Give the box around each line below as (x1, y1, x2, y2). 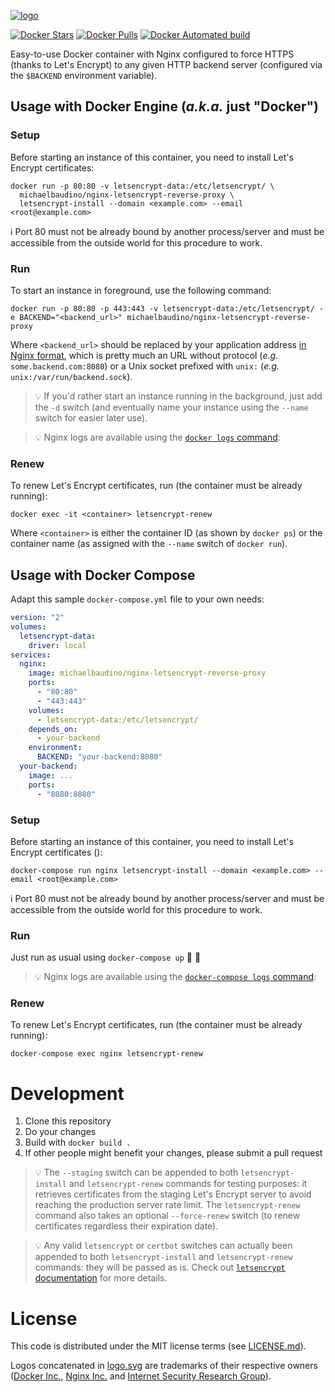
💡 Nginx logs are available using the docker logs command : (34, 431, 281, 443)
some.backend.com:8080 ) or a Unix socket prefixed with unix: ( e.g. (10, 360, 280, 372)
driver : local (28, 640, 87, 650)
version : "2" (10, 613, 65, 623)
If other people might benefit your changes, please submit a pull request (24, 1147, 323, 1159)
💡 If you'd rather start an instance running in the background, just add (34, 390, 323, 402)
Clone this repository (24, 1115, 112, 1127)
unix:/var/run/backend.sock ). (10, 370, 133, 382)
